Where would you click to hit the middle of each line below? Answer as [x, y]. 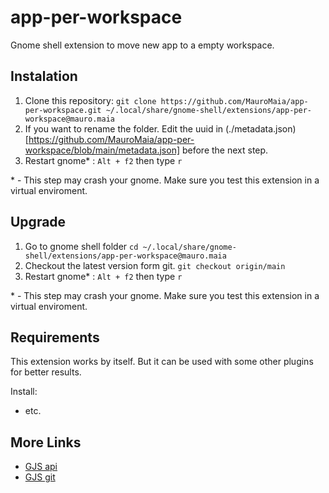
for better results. [46, 372]
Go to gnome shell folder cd [81, 246]
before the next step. [225, 150]
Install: [24, 392]
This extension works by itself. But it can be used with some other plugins [162, 362]
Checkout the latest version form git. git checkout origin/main [155, 265]
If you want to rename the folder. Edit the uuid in [124, 128]
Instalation [44, 76]
